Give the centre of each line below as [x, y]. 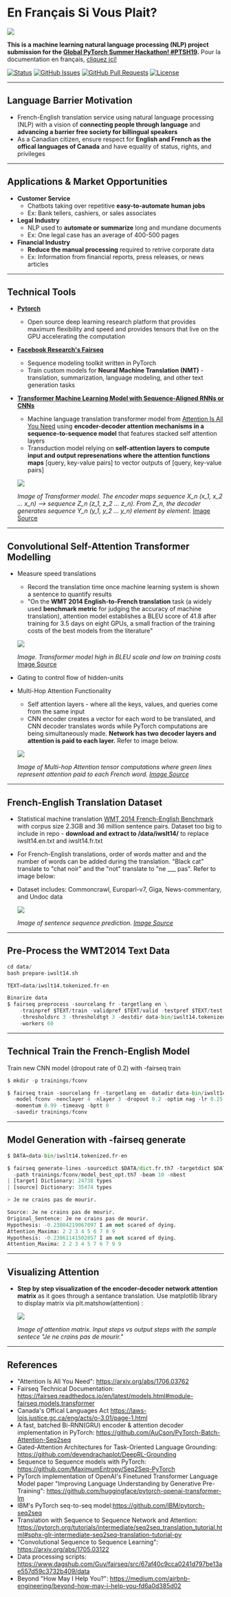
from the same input [56, 712]
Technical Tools [42, 292]
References [32, 1365]
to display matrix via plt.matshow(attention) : [80, 1303]
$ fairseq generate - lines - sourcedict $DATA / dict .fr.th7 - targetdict [109, 1168]
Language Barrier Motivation [70, 101]
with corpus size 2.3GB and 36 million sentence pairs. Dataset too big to [119, 826]
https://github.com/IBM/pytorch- [159, 1505]
